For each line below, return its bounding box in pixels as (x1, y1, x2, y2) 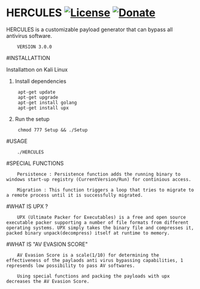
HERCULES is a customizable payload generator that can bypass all (6, 26, 173, 33)
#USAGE (6, 137, 28, 144)
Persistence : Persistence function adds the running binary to (17, 171, 181, 177)
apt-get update (17, 89, 56, 95)
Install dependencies (14, 77, 67, 85)
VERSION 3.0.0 (17, 44, 52, 50)
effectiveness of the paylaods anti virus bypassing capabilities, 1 (6, 257, 184, 263)
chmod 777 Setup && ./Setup (17, 127, 88, 133)
